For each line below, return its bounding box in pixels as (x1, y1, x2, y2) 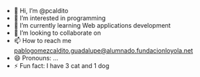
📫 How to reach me (13, 37, 72, 44)
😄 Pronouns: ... (13, 54, 59, 62)
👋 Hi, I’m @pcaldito (13, 7, 69, 15)
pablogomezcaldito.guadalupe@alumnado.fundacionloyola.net (13, 46, 193, 55)
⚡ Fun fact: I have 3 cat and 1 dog (13, 62, 110, 69)
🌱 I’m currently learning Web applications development (13, 22, 172, 29)
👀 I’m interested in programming (13, 14, 106, 22)
